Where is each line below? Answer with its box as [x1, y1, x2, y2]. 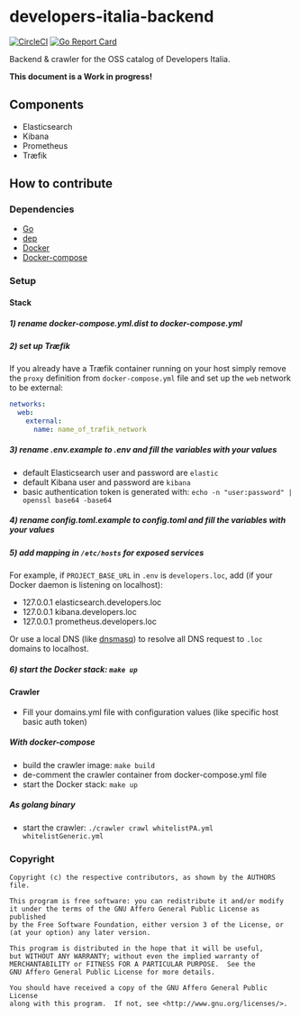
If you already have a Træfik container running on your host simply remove [9, 363, 286, 374]
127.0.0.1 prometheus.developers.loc [22, 616, 158, 628]
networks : [9, 399, 47, 409]
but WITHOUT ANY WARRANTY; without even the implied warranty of [9, 951, 259, 961]
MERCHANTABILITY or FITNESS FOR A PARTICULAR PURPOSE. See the [9, 959, 256, 968]
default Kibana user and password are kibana [22, 476, 191, 488]
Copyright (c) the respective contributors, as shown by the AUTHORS [9, 873, 277, 882]
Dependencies [9, 203, 75, 215]
